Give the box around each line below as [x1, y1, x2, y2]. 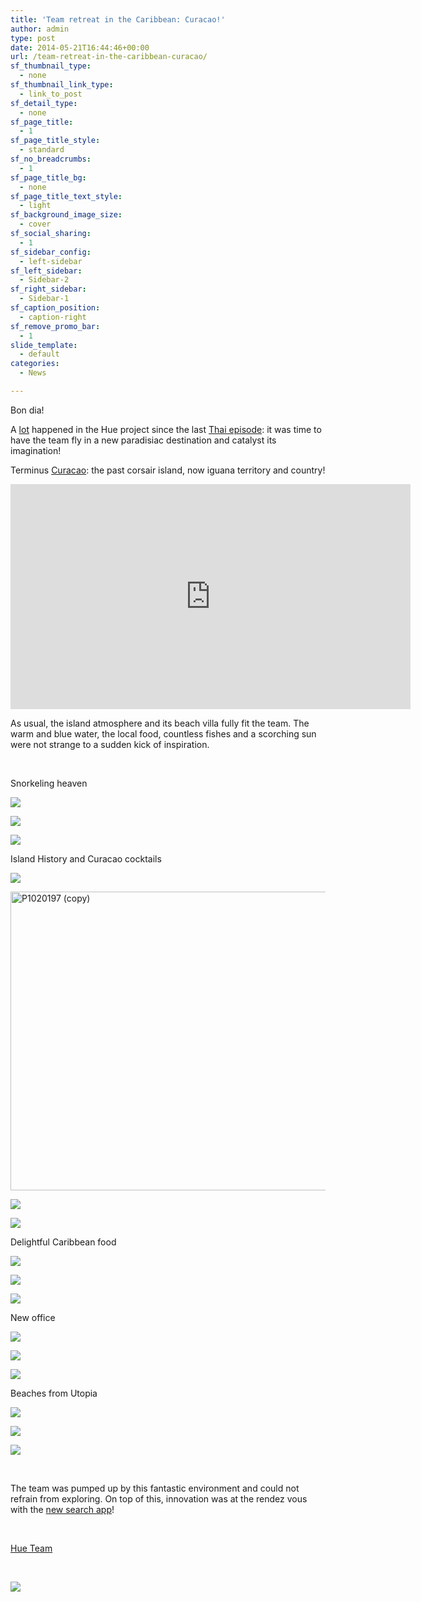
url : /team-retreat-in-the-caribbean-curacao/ [10, 52, 208, 62]
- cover [19, 219, 52, 230]
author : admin [10, 24, 70, 34]
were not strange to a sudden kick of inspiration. [10, 738, 210, 750]
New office [10, 1311, 56, 1323]
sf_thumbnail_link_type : [10, 80, 114, 90]
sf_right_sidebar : [10, 284, 87, 295]
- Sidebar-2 [19, 275, 70, 285]
